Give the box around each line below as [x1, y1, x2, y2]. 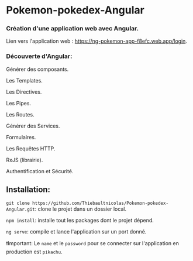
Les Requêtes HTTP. [6, 145, 56, 152]
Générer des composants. [6, 66, 69, 73]
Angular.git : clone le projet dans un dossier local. [6, 205, 127, 212]
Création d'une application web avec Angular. [6, 25, 139, 33]
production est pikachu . [6, 248, 63, 255]
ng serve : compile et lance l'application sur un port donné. [6, 228, 147, 235]
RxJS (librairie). [6, 156, 43, 163]
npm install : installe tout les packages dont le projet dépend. [6, 217, 154, 224]
